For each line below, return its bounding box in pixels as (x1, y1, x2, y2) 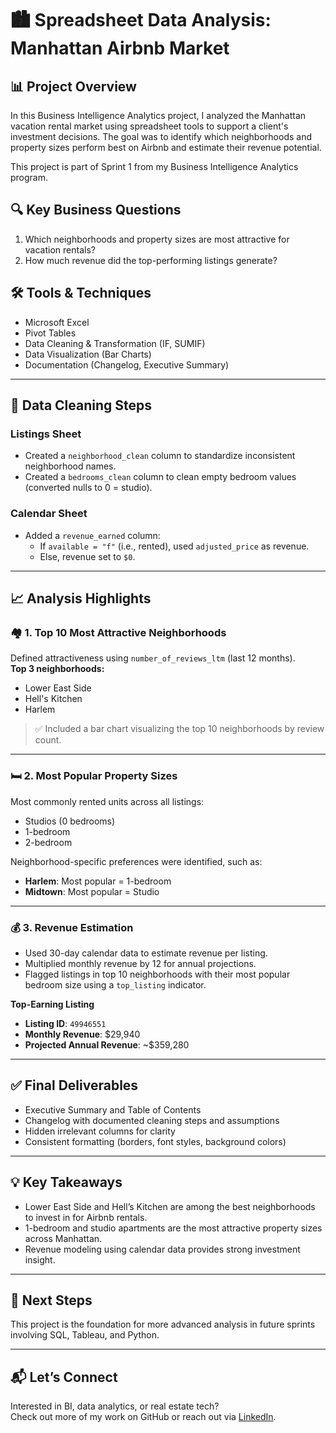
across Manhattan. (24, 1232, 103, 1244)
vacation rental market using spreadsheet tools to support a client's (10, 120, 289, 132)
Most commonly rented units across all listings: (10, 795, 205, 807)
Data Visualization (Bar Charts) (24, 348, 152, 360)
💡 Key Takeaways (10, 1174, 123, 1191)
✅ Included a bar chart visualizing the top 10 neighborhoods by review (34, 723, 325, 735)
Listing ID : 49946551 (24, 1017, 107, 1029)
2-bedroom (24, 836, 73, 848)
